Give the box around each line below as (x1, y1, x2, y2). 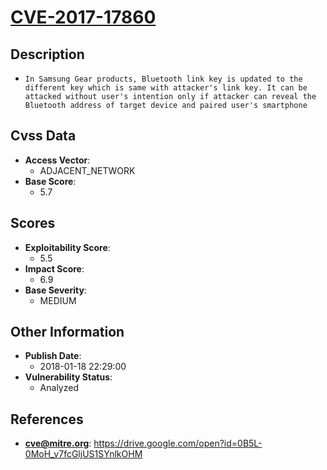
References (10, 411, 84, 428)
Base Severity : (24, 284, 87, 296)
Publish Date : (24, 350, 82, 362)
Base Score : (24, 175, 77, 187)
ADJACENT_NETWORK (39, 164, 136, 176)
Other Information (10, 324, 125, 341)
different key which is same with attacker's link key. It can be (24, 83, 308, 93)
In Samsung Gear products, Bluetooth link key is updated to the (24, 74, 303, 84)
